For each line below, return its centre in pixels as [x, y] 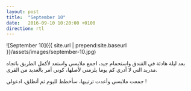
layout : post [23, 12]
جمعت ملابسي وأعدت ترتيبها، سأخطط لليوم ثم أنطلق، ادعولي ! [77, 81]
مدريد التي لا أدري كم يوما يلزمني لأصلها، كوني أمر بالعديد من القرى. [82, 70]
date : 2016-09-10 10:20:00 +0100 [51, 23]
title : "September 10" [36, 17]
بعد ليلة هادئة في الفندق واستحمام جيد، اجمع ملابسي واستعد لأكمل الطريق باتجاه [96, 63]
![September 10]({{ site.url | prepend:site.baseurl [67, 45]
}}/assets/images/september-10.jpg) [51, 52]
